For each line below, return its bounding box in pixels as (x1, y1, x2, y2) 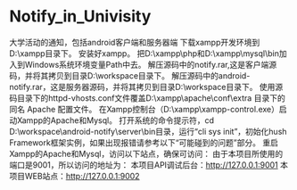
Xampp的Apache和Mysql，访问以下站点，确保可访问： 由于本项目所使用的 (9, 148, 284, 159)
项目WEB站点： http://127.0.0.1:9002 (9, 170, 140, 181)
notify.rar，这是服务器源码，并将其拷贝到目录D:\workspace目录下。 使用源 (9, 81, 284, 92)
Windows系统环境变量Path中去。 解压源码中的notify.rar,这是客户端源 (24, 59, 277, 70)
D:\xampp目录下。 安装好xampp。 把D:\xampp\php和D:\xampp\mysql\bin (9, 47, 279, 59)
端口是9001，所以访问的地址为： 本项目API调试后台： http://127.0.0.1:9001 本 (9, 159, 288, 170)
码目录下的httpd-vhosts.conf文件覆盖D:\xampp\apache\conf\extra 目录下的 (9, 92, 285, 103)
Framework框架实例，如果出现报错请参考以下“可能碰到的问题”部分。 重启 (9, 136, 279, 148)
